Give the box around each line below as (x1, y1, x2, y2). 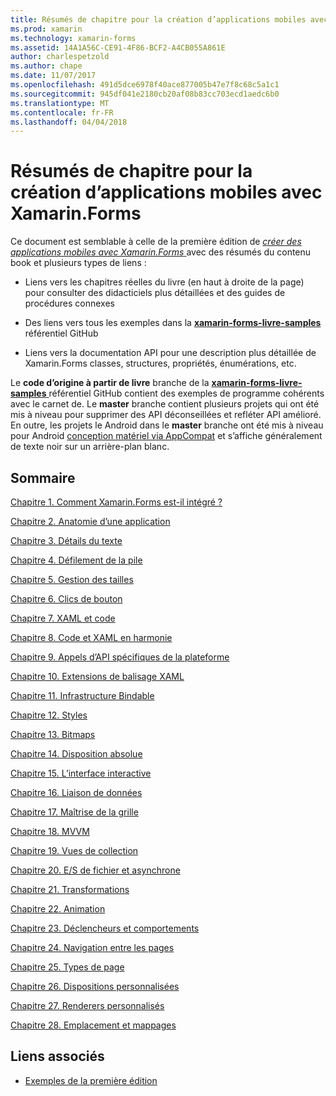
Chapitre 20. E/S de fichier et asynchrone (10, 864, 181, 876)
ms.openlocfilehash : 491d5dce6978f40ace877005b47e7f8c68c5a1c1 (10, 80, 280, 90)
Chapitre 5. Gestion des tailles (10, 574, 134, 585)
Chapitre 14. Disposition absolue (10, 748, 143, 760)
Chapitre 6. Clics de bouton (10, 593, 123, 605)
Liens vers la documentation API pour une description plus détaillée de (24, 347, 317, 359)
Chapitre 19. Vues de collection (10, 845, 139, 856)
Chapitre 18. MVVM (10, 826, 90, 837)
